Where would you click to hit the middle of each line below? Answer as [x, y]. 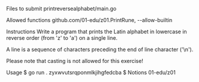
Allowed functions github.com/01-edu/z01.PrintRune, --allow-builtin [89, 20]
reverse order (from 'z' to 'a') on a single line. [62, 38]
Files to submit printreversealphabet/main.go [61, 9]
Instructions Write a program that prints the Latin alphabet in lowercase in [97, 31]
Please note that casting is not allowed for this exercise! [75, 61]
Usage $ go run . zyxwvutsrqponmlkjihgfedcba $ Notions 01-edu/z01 [91, 72]
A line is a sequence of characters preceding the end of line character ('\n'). [100, 49]
